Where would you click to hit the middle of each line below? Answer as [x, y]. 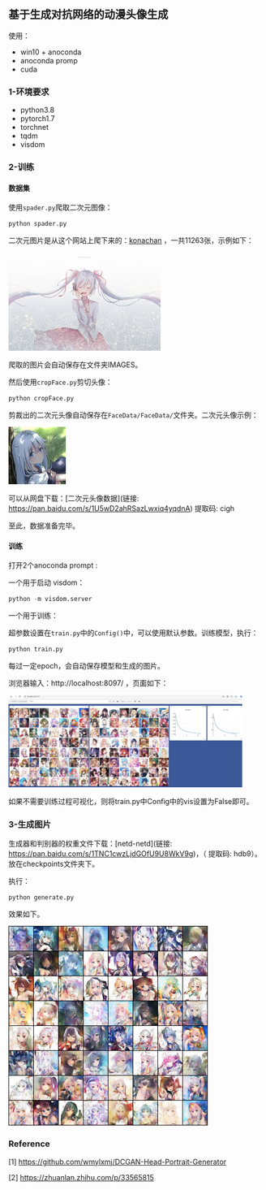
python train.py [36, 649]
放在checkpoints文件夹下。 [54, 864]
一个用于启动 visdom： [47, 582]
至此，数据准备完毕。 [44, 526]
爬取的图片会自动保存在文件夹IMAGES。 [75, 365]
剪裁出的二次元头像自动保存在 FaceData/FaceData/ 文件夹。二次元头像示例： [133, 415]
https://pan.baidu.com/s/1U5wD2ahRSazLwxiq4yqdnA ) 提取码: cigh [122, 508]
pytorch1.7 [37, 119]
